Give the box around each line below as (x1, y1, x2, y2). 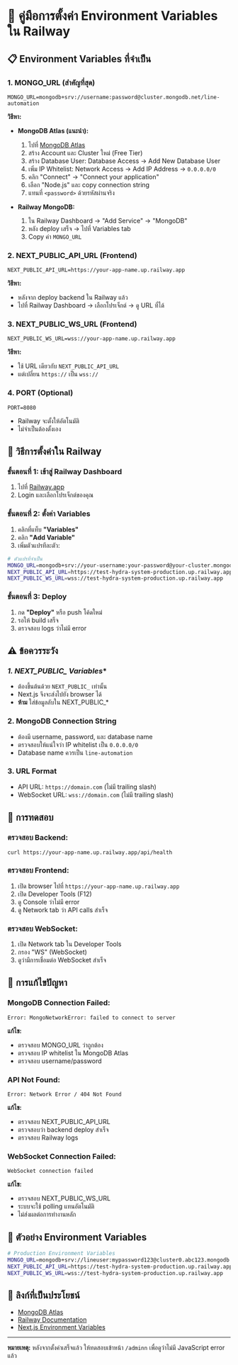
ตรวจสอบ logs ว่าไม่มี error (17, 624, 87, 632)
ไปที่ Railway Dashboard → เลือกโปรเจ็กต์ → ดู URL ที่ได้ (17, 301, 165, 310)
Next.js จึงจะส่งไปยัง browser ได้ (17, 690, 103, 699)
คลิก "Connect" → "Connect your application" (28, 172, 159, 181)
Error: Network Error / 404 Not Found (7, 1091, 122, 1098)
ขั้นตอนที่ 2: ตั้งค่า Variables (7, 509, 91, 519)
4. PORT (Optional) (7, 388, 74, 398)
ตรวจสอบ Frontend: (7, 865, 69, 875)
